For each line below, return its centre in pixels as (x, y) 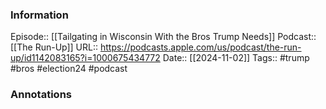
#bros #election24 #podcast (69, 69)
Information (39, 15)
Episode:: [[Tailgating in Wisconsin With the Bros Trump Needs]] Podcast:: (163, 37)
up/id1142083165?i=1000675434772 (85, 58)
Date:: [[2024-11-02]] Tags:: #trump (236, 58)
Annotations (41, 95)
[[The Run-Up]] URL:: (54, 47)
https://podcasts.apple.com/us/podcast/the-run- (200, 47)
